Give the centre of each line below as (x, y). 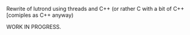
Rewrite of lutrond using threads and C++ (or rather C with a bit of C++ (95, 9)
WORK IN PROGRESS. (34, 27)
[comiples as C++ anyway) (40, 15)
